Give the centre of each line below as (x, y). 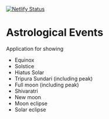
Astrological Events (55, 33)
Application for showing (35, 48)
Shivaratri (26, 91)
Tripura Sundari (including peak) (54, 78)
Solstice (24, 66)
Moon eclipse (31, 103)
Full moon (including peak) (47, 85)
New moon (28, 97)
